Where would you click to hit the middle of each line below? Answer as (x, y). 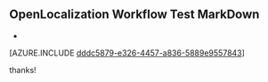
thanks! (23, 70)
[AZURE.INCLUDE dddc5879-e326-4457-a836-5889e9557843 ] (127, 53)
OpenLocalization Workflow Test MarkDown (134, 15)
